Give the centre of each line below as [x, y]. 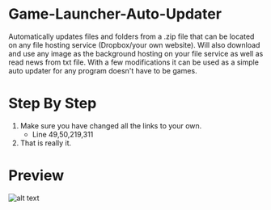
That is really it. [46, 143]
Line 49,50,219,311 [63, 134]
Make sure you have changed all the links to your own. [111, 125]
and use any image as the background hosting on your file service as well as [136, 53]
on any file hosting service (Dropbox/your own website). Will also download [134, 44]
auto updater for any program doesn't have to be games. [103, 70]
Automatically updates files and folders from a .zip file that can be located [131, 36]
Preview [36, 176]
